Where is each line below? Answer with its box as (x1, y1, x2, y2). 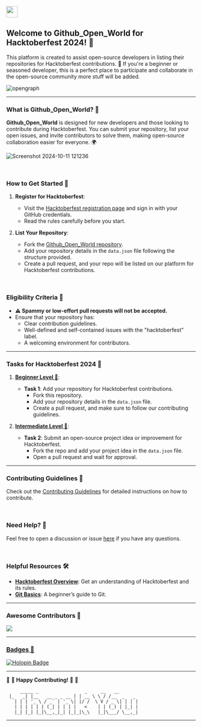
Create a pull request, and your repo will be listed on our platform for (23, 260, 194, 267)
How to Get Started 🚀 (6, 179, 69, 188)
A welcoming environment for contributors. (23, 339, 130, 346)
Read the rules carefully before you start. (23, 217, 126, 225)
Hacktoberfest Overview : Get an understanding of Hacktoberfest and (14, 577, 189, 585)
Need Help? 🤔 (6, 521, 47, 530)
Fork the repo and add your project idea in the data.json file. (32, 447, 183, 454)
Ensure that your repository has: (14, 313, 95, 320)
